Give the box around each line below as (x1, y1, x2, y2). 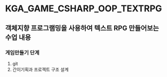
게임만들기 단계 (5, 49, 40, 56)
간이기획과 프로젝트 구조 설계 (12, 66, 69, 72)
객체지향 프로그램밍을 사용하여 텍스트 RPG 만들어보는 (5, 24, 160, 32)
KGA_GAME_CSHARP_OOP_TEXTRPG (5, 3, 162, 14)
